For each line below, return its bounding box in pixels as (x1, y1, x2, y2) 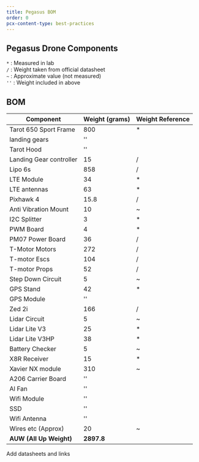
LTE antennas (9, 185, 48, 193)
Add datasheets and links (6, 450, 70, 457)
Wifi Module (9, 395, 45, 402)
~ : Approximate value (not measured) (6, 72, 102, 80)
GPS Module (9, 295, 46, 303)
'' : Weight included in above (6, 79, 81, 87)
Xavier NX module (9, 364, 61, 373)
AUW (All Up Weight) (9, 434, 72, 442)
